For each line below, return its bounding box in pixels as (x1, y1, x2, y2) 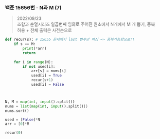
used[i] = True (31, 73, 62, 78)
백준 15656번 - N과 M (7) (5, 4, 62, 11)
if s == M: (14, 42, 36, 46)
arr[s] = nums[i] (31, 69, 67, 74)
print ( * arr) (22, 46, 47, 51)
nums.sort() (5, 108, 29, 113)
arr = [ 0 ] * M (5, 122, 29, 126)
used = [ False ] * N (5, 117, 40, 122)
